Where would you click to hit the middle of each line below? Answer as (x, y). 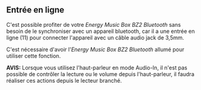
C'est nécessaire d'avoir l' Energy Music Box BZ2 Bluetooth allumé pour (95, 49)
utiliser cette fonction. (34, 56)
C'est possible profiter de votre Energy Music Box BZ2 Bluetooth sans (94, 24)
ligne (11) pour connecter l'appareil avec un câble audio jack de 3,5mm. (95, 37)
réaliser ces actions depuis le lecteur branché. (64, 80)
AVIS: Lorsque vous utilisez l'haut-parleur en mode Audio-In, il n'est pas (97, 67)
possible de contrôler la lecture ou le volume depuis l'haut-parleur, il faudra (101, 74)
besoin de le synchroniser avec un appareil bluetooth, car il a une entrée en (101, 31)
